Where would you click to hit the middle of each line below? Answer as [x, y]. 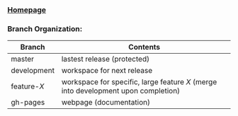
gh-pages [28, 103]
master [22, 59]
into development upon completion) [121, 91]
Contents [144, 47]
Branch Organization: [45, 28]
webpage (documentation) [106, 103]
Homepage [27, 10]
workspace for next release [107, 71]
